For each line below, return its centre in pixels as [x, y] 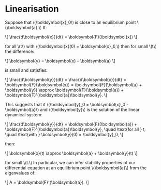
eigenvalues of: [20, 173]
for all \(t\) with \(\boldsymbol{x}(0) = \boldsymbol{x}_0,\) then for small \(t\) [81, 46]
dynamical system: [24, 114]
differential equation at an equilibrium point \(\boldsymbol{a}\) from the [76, 168]
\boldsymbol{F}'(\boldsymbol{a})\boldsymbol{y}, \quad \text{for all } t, [75, 129]
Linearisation [32, 9]
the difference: [20, 51]
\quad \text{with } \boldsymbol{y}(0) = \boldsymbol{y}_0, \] [64, 134]
